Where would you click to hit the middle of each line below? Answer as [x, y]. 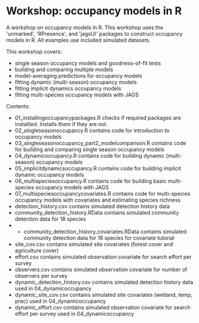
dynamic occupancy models [49, 174]
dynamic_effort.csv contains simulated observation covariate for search [103, 307]
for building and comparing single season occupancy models [89, 149]
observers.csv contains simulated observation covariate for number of [101, 269]
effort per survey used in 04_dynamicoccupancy [74, 313]
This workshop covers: [34, 51]
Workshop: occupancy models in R [94, 11]
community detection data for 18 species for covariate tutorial [99, 238]
